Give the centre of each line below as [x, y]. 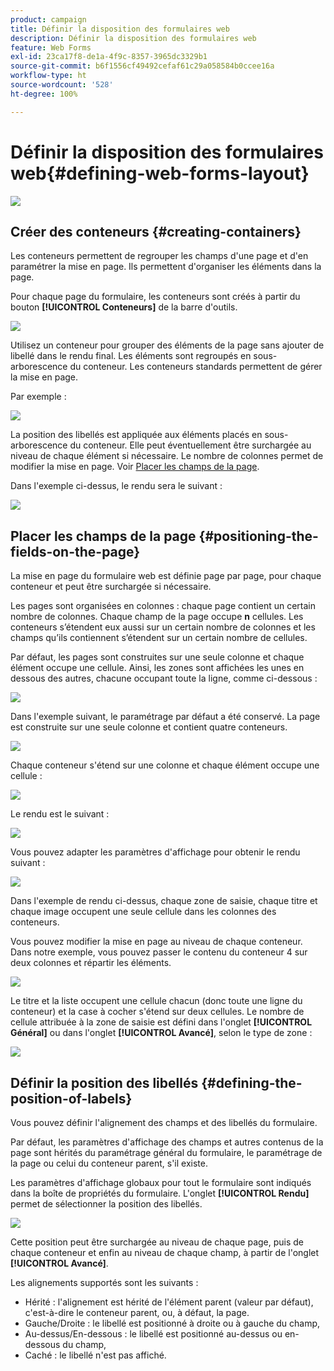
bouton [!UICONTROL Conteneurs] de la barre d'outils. [124, 307]
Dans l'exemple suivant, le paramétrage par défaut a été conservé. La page [165, 717]
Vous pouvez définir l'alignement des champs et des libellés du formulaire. [164, 1122]
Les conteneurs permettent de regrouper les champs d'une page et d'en [159, 256]
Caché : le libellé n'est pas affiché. [95, 1355]
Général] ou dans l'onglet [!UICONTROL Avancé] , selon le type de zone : [161, 1033]
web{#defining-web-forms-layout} [160, 173]
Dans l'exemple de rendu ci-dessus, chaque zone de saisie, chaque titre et [164, 901]
